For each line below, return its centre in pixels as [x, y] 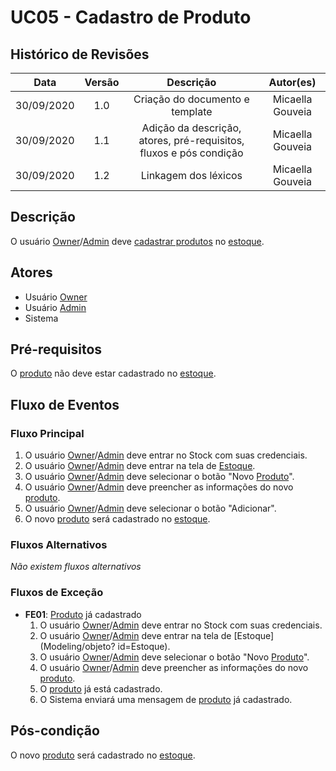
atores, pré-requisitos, [191, 140]
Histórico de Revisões [80, 54]
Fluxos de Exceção [57, 593]
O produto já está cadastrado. [101, 688]
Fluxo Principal [47, 433]
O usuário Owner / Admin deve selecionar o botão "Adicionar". [150, 508]
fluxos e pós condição [191, 153]
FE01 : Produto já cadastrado [83, 614]
